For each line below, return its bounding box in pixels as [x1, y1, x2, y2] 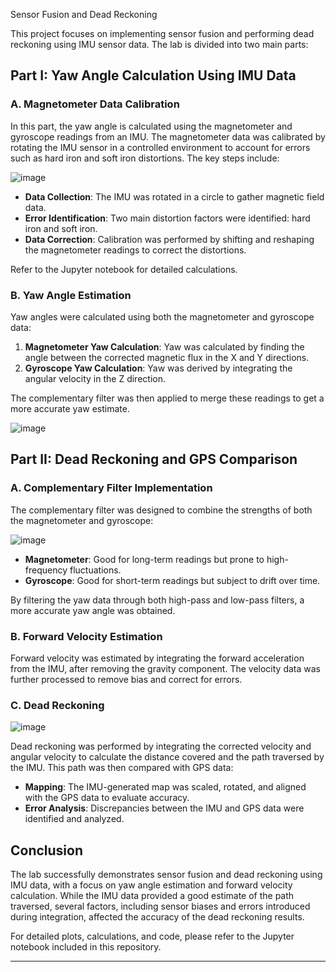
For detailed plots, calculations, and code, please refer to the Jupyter [10, 930, 295, 943]
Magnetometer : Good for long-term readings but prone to [24, 553, 265, 565]
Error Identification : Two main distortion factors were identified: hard [24, 212, 311, 224]
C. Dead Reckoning [10, 698, 105, 712]
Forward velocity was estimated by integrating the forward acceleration [10, 652, 305, 664]
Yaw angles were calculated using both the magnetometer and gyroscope [10, 310, 315, 323]
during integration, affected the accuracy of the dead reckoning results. [10, 911, 305, 923]
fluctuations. [69, 564, 122, 576]
